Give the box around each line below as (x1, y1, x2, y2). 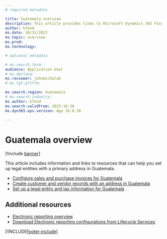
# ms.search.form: (5, 62, 43, 67)
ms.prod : (5, 39, 23, 45)
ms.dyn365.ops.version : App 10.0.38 (5, 108, 81, 113)
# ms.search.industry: (5, 94, 52, 99)
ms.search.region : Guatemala (5, 90, 66, 95)
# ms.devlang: (5, 71, 35, 76)
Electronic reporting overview (12, 214, 73, 220)
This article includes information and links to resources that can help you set (5, 160, 162, 166)
